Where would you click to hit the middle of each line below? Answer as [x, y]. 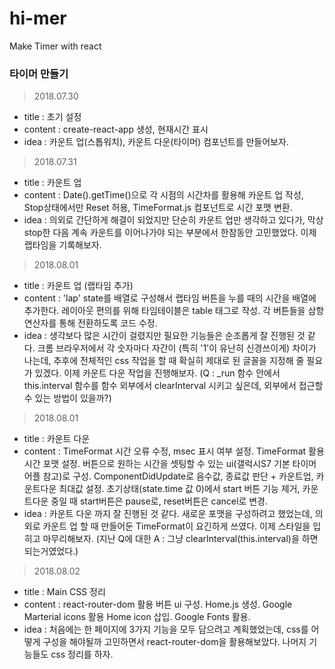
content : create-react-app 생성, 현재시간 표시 [116, 129]
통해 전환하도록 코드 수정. [108, 323]
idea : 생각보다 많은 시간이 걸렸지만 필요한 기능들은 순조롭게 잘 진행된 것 [164, 336]
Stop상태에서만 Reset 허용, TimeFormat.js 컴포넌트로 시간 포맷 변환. [158, 208]
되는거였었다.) [51, 551]
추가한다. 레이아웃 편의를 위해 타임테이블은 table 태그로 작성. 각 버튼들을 [164, 311]
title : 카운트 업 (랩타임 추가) [78, 286]
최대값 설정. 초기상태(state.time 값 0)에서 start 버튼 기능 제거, [179, 489]
